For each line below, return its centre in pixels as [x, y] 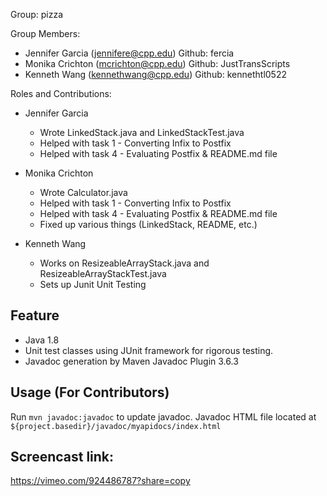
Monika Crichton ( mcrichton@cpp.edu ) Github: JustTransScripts [157, 63]
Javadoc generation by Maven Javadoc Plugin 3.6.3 [131, 361]
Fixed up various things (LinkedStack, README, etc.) [148, 224]
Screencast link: [62, 457]
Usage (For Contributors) [90, 392]
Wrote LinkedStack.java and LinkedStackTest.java [142, 132]
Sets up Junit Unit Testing [93, 284]
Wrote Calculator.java [83, 192]
